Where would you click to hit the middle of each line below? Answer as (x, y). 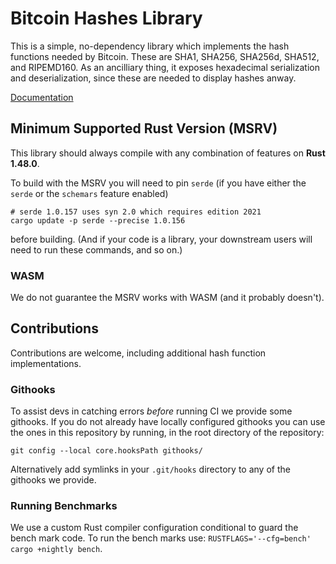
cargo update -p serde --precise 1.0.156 (98, 220)
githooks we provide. (53, 480)
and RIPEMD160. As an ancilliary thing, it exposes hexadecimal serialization (165, 67)
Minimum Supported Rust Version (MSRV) (144, 128)
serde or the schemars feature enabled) (89, 193)
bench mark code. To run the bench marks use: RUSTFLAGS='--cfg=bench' (161, 538)
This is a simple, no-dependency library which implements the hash (150, 46)
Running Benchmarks (64, 506)
